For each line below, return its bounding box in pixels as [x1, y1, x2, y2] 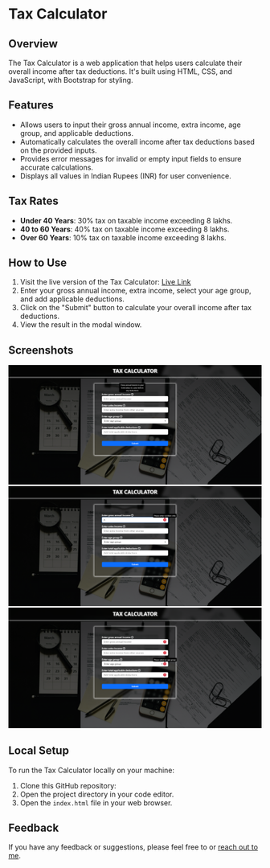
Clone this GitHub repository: [19, 780, 117, 790]
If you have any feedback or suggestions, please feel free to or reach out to [8, 842, 259, 852]
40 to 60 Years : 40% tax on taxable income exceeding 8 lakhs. [19, 224, 230, 234]
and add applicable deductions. [19, 294, 125, 304]
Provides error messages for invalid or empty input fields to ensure [19, 154, 242, 163]
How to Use [8, 256, 67, 270]
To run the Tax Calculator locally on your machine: [8, 765, 175, 775]
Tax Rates [8, 194, 59, 208]
